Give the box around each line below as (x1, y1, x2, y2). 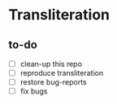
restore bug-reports (19, 77, 87, 87)
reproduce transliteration (19, 69, 104, 78)
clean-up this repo (19, 59, 83, 69)
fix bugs (19, 86, 48, 96)
